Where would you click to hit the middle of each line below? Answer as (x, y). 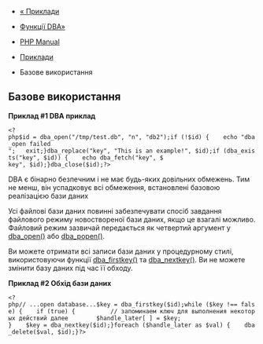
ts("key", (24, 157)
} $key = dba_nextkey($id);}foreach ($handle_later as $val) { (119, 325)
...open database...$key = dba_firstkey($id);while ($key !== (133, 304)
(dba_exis (239, 151)
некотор (243, 311)
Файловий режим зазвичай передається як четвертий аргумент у (119, 228)
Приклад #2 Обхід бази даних (60, 283)
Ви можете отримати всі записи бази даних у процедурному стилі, (121, 251)
